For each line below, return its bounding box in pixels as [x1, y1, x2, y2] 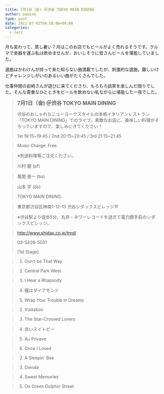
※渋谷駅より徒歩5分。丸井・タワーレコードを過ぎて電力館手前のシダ [17, 214, 156, 220]
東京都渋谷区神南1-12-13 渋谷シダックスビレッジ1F [17, 204, 119, 209]
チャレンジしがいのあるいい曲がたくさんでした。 [9, 73, 108, 78]
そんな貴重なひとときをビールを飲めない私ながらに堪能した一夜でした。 [13, 89, 160, 95]
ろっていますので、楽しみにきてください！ [17, 123, 103, 129]
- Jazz [9, 30, 23, 35]
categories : [5, 25, 29, 30]
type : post [5, 16, 27, 21]
